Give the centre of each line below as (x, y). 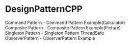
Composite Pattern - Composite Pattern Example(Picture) (63, 27)
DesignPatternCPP (44, 9)
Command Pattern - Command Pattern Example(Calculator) (65, 23)
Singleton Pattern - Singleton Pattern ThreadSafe (55, 33)
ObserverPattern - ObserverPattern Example (50, 38)
